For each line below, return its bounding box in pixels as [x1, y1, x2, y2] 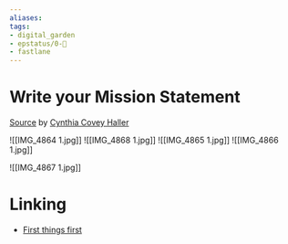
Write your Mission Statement [9, 87, 241, 108]
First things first [22, 225, 82, 235]
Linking [9, 194, 67, 215]
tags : [9, 22, 30, 31]
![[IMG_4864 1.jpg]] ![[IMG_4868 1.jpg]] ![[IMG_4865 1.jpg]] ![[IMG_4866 [9, 134, 280, 146]
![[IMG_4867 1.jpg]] [9, 162, 82, 174]
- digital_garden [9, 30, 76, 39]
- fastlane [9, 48, 51, 57]
